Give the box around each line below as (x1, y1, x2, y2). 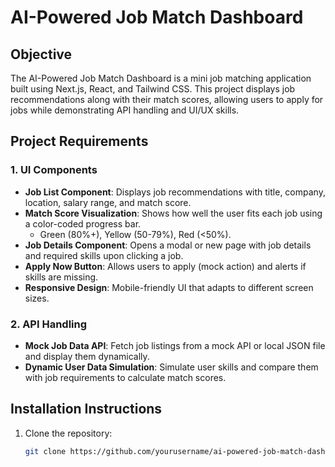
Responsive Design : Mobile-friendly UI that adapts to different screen (24, 281, 314, 293)
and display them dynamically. (24, 350, 150, 362)
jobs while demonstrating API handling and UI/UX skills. (10, 104, 240, 116)
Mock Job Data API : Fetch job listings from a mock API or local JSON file (24, 339, 326, 351)
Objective (10, 46, 73, 63)
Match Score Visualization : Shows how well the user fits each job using (24, 207, 323, 219)
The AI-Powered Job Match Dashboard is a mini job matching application (10, 72, 312, 84)
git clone (24, 446, 67, 456)
